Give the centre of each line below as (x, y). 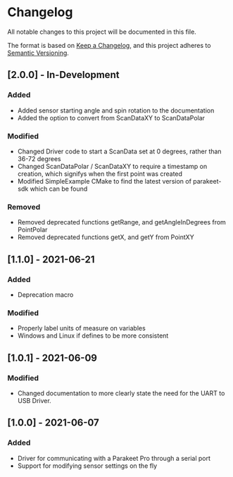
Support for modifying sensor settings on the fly (87, 466)
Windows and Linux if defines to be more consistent (93, 336)
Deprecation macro (45, 294)
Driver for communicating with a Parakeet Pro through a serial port (114, 458)
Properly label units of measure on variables (81, 329)
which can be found (59, 189)
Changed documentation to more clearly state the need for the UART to (121, 393)
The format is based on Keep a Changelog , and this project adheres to (109, 45)
